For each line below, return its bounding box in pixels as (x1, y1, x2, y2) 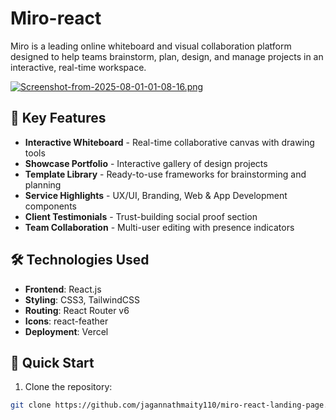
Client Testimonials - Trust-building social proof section (24, 210, 258, 222)
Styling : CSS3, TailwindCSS (24, 293, 141, 306)
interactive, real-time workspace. (10, 61, 147, 73)
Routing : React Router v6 (24, 304, 130, 316)
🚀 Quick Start (10, 354, 95, 371)
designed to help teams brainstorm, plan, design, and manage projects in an (10, 50, 324, 62)
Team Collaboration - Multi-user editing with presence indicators (24, 221, 295, 233)
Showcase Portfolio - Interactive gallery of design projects (24, 157, 268, 169)
